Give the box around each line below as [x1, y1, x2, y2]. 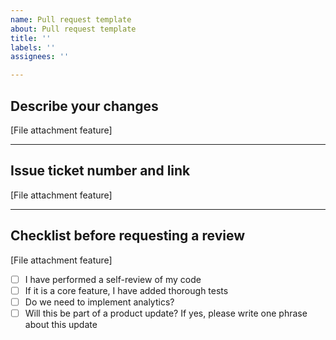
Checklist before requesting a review [10, 227, 246, 245]
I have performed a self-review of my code [24, 273, 202, 285]
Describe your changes [10, 97, 159, 115]
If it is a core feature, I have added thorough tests [24, 284, 229, 296]
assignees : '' [10, 52, 70, 62]
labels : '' [10, 42, 56, 53]
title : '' [10, 33, 52, 43]
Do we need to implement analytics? [24, 296, 175, 308]
